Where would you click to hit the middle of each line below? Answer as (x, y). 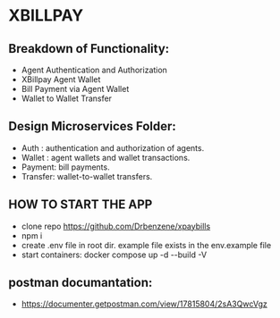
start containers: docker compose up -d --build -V (114, 255)
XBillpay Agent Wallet (61, 79)
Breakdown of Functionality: (89, 49)
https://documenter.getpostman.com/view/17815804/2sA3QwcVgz (144, 304)
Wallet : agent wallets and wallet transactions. (106, 157)
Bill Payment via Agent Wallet (75, 89)
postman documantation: (81, 283)
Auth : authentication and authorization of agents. (113, 147)
